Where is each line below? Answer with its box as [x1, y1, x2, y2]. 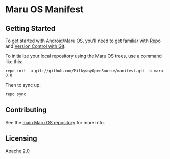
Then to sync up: [5, 82, 41, 88]
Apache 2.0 [5, 148, 30, 154]
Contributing [5, 106, 47, 114]
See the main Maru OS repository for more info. [5, 119, 105, 125]
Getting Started [5, 24, 56, 33]
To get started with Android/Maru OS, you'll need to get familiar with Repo [5, 37, 161, 44]
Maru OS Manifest [5, 4, 84, 15]
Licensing [5, 134, 37, 143]
